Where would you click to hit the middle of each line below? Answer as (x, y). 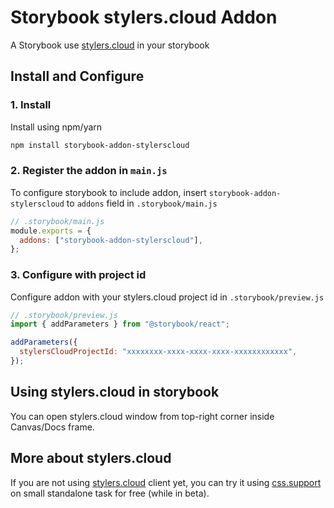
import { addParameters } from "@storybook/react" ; (120, 324)
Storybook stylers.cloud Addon (144, 17)
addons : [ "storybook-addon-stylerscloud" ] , (111, 240)
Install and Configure (77, 76)
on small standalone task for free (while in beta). (110, 493)
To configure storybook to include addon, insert (108, 192)
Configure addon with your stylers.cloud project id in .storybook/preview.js (167, 297)
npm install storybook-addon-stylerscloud (100, 145)
